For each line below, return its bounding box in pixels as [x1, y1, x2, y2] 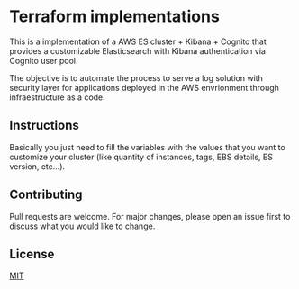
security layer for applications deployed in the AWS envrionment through [9, 82, 279, 93]
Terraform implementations [9, 6, 221, 27]
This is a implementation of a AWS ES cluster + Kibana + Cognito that [9, 36, 267, 47]
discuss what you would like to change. [9, 221, 156, 231]
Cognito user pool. [9, 55, 78, 66]
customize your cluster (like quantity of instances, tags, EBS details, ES [9, 151, 273, 162]
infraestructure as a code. [9, 92, 105, 103]
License [9, 246, 55, 262]
